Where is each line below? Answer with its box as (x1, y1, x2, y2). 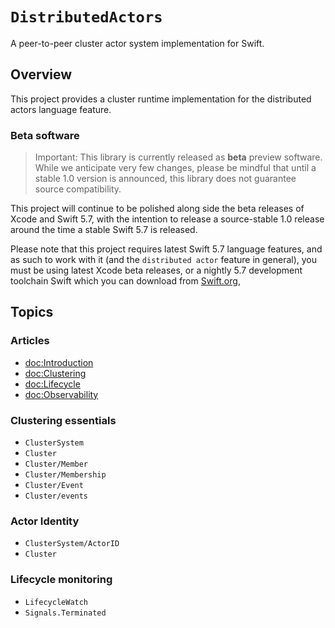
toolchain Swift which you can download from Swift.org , (10, 275, 241, 287)
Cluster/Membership (24, 470, 107, 480)
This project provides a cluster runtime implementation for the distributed (10, 93, 312, 105)
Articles (10, 334, 50, 348)
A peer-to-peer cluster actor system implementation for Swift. (10, 37, 265, 49)
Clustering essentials (10, 413, 117, 427)
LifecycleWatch (24, 597, 89, 607)
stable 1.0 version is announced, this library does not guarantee (34, 173, 297, 185)
